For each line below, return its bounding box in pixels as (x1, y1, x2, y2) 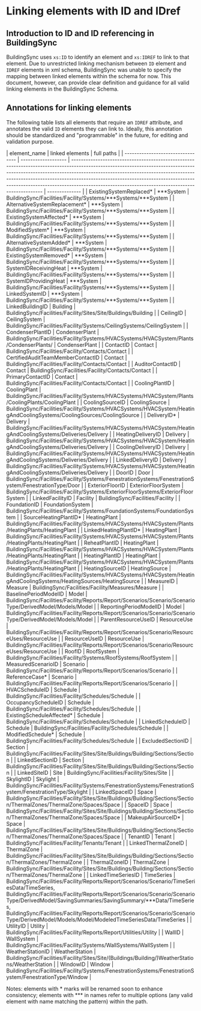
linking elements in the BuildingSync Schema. (6, 85, 119, 93)
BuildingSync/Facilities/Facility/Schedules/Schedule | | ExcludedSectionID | (6, 737, 192, 744)
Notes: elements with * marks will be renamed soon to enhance (6, 985, 163, 992)
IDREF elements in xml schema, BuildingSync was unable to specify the (6, 66, 182, 73)
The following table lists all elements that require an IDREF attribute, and (6, 118, 183, 126)
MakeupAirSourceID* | (128, 813, 184, 821)
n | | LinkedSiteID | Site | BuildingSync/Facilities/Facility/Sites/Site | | (6, 769, 174, 776)
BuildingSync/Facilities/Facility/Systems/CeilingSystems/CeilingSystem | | (6, 322, 188, 329)
